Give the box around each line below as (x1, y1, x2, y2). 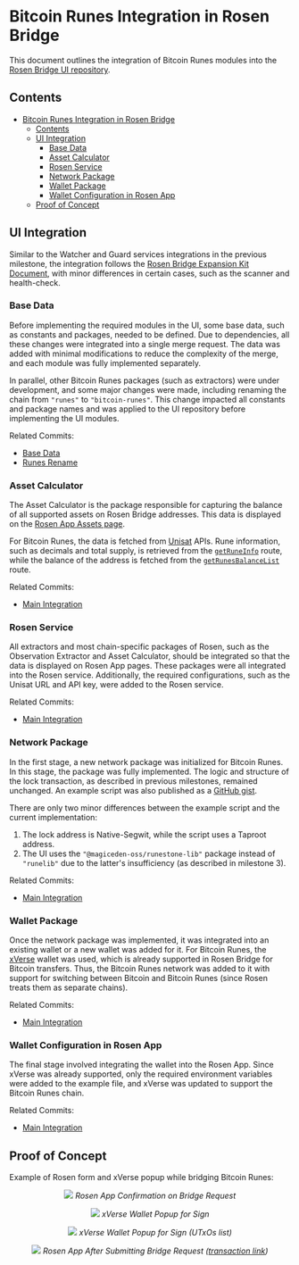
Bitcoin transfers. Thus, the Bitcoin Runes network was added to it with (9, 963, 270, 974)
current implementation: (9, 811, 98, 822)
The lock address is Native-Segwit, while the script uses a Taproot (21, 828, 267, 840)
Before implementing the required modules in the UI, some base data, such (9, 320, 286, 330)
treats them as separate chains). (9, 982, 129, 993)
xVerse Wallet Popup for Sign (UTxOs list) (79, 1228, 232, 1238)
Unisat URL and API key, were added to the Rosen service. (9, 679, 224, 690)
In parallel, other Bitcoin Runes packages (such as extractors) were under (9, 375, 280, 386)
